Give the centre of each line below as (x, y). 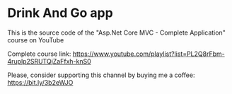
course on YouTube (36, 40)
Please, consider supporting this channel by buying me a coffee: (101, 75)
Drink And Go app (60, 13)
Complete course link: (39, 54)
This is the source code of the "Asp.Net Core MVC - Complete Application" (117, 33)
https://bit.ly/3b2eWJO (40, 82)
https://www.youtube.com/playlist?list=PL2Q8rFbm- (149, 54)
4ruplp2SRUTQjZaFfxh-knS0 (50, 61)
